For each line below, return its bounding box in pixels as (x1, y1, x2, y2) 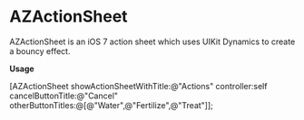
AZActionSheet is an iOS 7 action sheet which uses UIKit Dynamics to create (9, 36, 296, 47)
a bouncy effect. (9, 45, 71, 56)
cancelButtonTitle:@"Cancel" (9, 90, 119, 101)
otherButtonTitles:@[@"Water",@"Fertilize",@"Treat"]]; (9, 99, 213, 110)
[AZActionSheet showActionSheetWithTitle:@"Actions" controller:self (9, 80, 268, 91)
